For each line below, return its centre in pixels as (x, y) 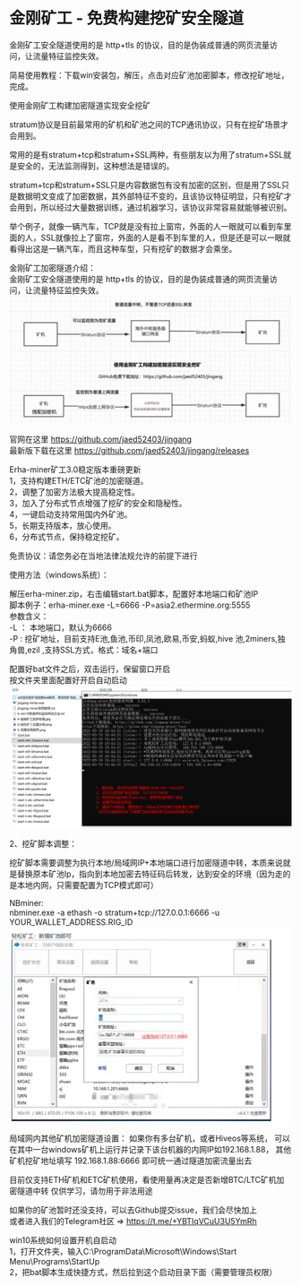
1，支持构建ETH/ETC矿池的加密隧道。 (79, 481)
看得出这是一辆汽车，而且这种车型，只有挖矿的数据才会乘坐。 (123, 248)
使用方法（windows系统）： (59, 575)
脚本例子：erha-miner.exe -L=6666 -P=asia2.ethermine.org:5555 (130, 605)
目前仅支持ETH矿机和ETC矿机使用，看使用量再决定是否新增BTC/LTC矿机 (143, 1179)
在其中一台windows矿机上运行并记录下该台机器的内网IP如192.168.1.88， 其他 (150, 1149)
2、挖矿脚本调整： (43, 843)
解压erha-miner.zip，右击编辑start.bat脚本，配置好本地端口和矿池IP (134, 594)
